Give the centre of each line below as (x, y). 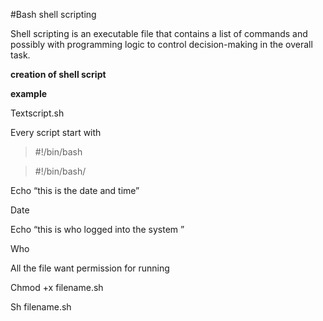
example (29, 93)
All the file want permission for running (90, 268)
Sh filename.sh (41, 307)
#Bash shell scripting (53, 14)
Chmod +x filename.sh (57, 287)
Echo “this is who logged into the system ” (97, 229)
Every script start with (56, 132)
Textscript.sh (37, 113)
